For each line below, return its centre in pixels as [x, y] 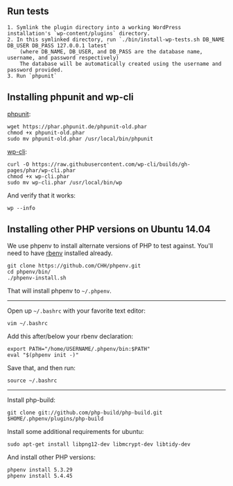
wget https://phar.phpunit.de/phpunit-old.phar [77, 127]
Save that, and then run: [42, 368]
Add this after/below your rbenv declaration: [70, 336]
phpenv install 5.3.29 [40, 470]
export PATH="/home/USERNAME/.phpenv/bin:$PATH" [79, 349]
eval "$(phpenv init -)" [43, 355]
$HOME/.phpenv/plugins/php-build [55, 419]
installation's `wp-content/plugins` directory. [79, 33]
